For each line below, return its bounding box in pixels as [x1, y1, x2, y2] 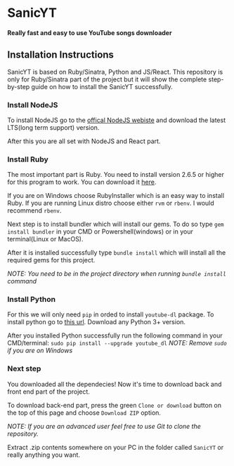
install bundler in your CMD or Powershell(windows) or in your [7, 227, 193, 236]
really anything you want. [7, 451, 81, 459]
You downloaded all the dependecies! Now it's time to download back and [7, 380, 222, 388]
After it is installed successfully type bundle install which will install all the [7, 248, 226, 257]
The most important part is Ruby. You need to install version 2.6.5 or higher [7, 171, 225, 179]
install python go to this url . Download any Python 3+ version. [7, 318, 186, 326]
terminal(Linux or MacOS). [7, 235, 84, 244]
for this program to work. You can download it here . [7, 178, 157, 187]
